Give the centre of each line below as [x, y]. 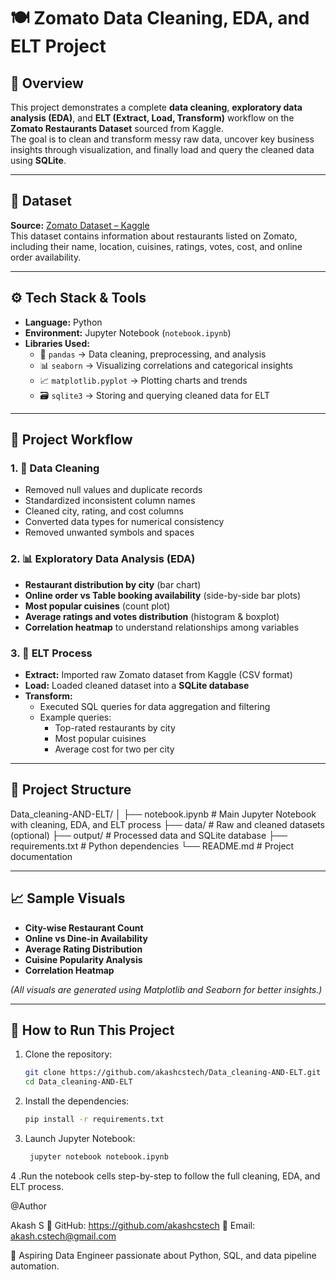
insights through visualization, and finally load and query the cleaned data [162, 149]
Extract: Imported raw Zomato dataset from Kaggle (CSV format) [158, 674]
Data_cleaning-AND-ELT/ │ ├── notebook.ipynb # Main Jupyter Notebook [163, 814]
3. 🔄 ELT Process [51, 653]
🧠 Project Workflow [71, 440]
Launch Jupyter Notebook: [80, 1138]
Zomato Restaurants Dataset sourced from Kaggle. [117, 128]
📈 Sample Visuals [68, 898]
